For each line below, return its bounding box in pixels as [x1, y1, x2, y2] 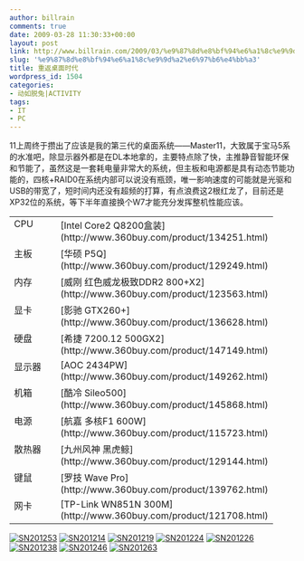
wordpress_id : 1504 [9, 72, 83, 81]
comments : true [9, 22, 67, 31]
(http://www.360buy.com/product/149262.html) [60, 370, 269, 383]
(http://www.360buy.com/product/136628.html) [60, 316, 269, 328]
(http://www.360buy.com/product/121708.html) [60, 509, 269, 522]
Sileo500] [84, 386, 127, 399]
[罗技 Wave [60, 471, 109, 484]
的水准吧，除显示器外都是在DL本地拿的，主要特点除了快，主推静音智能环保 [9, 151, 290, 163]
